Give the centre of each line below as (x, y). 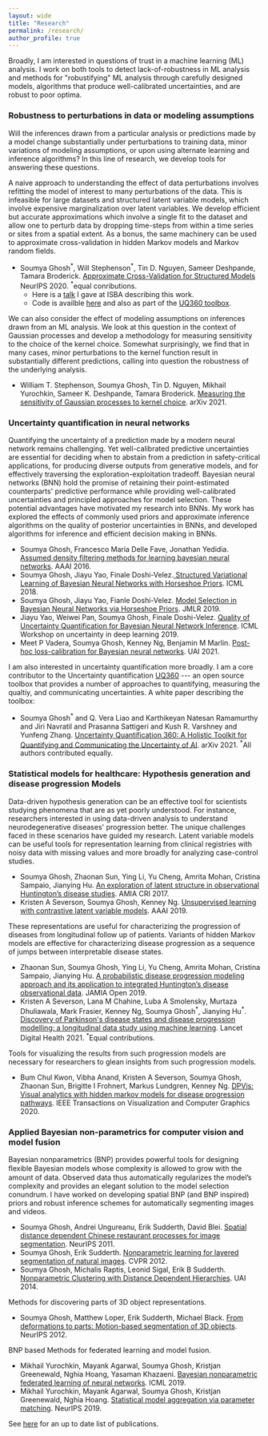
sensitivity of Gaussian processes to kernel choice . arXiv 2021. (123, 402)
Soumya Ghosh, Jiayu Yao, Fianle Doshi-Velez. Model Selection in (128, 601)
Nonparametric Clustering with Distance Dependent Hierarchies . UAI (133, 1278)
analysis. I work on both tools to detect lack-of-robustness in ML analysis (129, 70)
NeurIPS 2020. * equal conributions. (78, 285)
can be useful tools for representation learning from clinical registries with (130, 844)
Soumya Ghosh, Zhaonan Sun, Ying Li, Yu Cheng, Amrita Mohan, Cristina (140, 876)
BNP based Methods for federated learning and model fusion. (110, 1350)
